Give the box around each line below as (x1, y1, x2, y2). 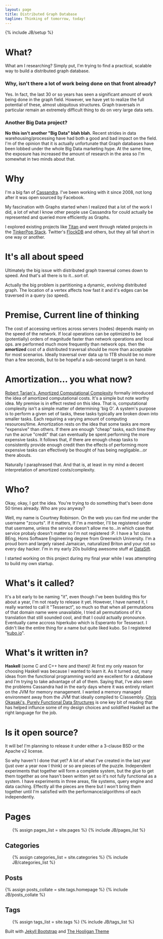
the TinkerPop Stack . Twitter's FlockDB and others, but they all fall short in (5, 229, 155, 235)
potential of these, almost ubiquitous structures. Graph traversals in (5, 102, 140, 107)
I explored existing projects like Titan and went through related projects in (5, 224, 152, 229)
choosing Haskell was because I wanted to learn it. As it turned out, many (5, 668, 152, 674)
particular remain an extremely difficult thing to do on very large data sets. (5, 107, 154, 113)
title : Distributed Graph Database (5, 12, 77, 17)
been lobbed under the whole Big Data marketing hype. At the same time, (5, 145, 152, 151)
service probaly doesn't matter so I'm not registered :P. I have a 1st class (5, 530, 151, 536)
